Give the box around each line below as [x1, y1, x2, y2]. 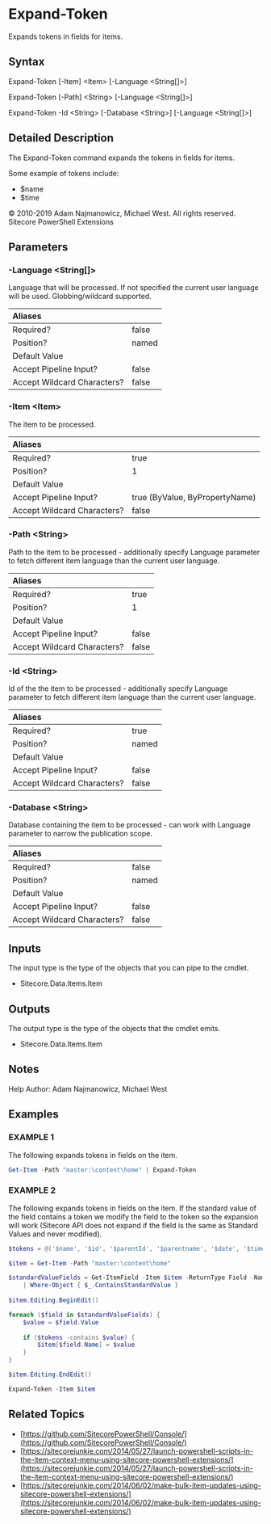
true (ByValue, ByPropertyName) [131, 491, 256, 503]
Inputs [8, 941, 42, 955]
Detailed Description [8, 131, 115, 145]
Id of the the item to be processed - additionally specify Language [8, 684, 228, 693]
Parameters [8, 240, 69, 254]
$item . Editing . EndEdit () [8, 1370, 92, 1379]
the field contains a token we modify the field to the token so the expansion [8, 1211, 259, 1221]
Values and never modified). [8, 1229, 102, 1239]
